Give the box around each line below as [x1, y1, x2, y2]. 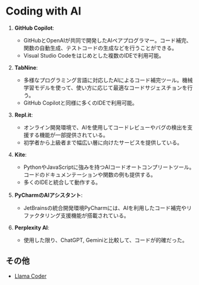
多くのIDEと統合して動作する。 [23, 179, 101, 186]
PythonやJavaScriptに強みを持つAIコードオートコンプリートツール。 [23, 163, 195, 171]
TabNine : [14, 64, 38, 71]
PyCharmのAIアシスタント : [14, 191, 83, 198]
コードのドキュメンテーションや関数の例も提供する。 [23, 171, 157, 178]
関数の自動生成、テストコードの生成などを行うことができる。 [23, 44, 178, 51]
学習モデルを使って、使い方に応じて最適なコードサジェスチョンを [23, 84, 188, 91]
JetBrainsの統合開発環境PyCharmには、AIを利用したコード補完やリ [23, 204, 192, 211]
